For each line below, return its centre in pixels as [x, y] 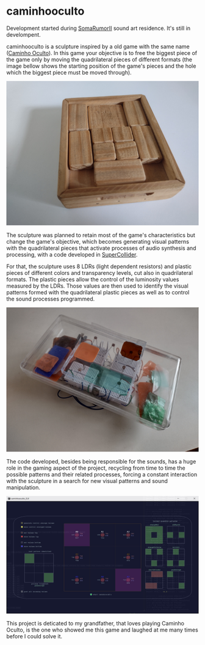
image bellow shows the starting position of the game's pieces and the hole [101, 66]
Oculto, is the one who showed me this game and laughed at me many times [102, 630]
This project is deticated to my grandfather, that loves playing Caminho [95, 624]
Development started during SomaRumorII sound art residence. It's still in [99, 28]
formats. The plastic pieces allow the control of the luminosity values [93, 279]
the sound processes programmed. [51, 299]
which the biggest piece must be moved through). [69, 72]
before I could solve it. [34, 636]
